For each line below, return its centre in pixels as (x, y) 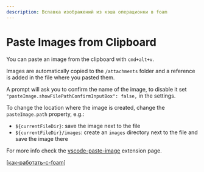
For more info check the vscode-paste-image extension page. (84, 151)
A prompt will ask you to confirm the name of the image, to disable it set (97, 89)
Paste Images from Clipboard (81, 42)
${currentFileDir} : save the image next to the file (78, 126)
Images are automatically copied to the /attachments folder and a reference (101, 71)
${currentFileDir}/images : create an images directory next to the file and (106, 132)
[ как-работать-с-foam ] (36, 162)
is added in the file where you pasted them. (61, 77)
